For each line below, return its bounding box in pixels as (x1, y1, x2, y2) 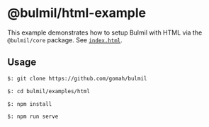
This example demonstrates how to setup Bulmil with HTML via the (7, 28, 203, 37)
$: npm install (7, 100, 52, 107)
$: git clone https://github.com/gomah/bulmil (7, 75, 147, 82)
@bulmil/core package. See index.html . (7, 35, 123, 44)
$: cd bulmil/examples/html (7, 87, 91, 95)
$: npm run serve (7, 113, 59, 121)
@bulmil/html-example (7, 5, 147, 21)
